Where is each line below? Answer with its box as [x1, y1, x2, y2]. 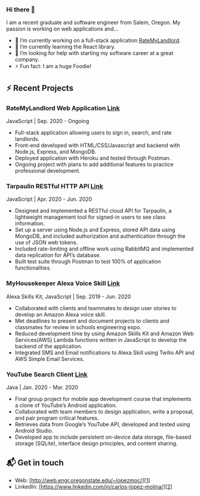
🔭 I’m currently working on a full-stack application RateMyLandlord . [14, 37, 181, 44]
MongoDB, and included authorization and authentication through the [14, 232, 186, 240]
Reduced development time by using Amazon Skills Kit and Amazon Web [14, 330, 194, 337]
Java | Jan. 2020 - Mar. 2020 [6, 384, 79, 391]
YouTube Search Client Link [6, 370, 88, 378]
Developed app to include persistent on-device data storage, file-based [14, 433, 192, 440]
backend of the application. [14, 342, 82, 350]
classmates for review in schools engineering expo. [14, 323, 141, 330]
